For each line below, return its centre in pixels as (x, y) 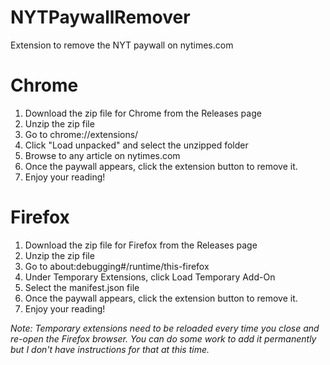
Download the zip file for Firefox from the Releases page (141, 245)
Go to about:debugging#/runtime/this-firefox (117, 266)
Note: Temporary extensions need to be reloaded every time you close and (165, 328)
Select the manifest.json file (82, 287)
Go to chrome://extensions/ (81, 134)
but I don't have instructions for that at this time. (110, 349)
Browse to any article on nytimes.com (102, 155)
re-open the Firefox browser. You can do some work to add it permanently (163, 338)
